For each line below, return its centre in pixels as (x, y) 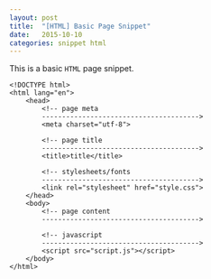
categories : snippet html (58, 43)
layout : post (34, 18)
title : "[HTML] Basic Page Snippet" (80, 26)
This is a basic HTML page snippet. (72, 69)
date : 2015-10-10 (46, 34)
